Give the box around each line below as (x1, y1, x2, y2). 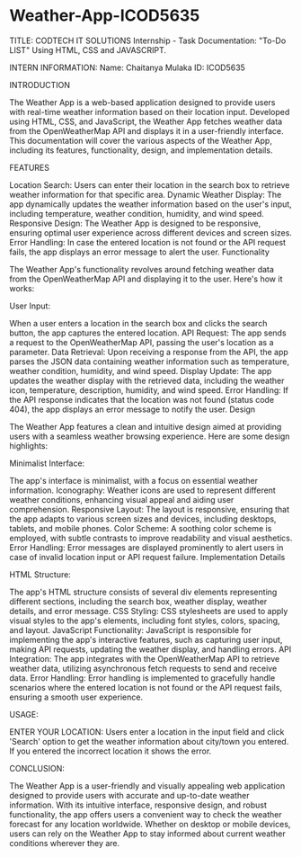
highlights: (9, 440, 49, 451)
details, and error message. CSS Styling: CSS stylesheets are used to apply (9, 605, 288, 616)
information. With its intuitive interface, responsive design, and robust (9, 799, 268, 810)
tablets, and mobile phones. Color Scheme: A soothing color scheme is (9, 522, 272, 533)
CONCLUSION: (9, 763, 66, 773)
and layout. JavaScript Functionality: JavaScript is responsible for (9, 624, 252, 635)
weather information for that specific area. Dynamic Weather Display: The (9, 189, 282, 200)
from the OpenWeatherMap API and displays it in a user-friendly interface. (9, 125, 284, 136)
